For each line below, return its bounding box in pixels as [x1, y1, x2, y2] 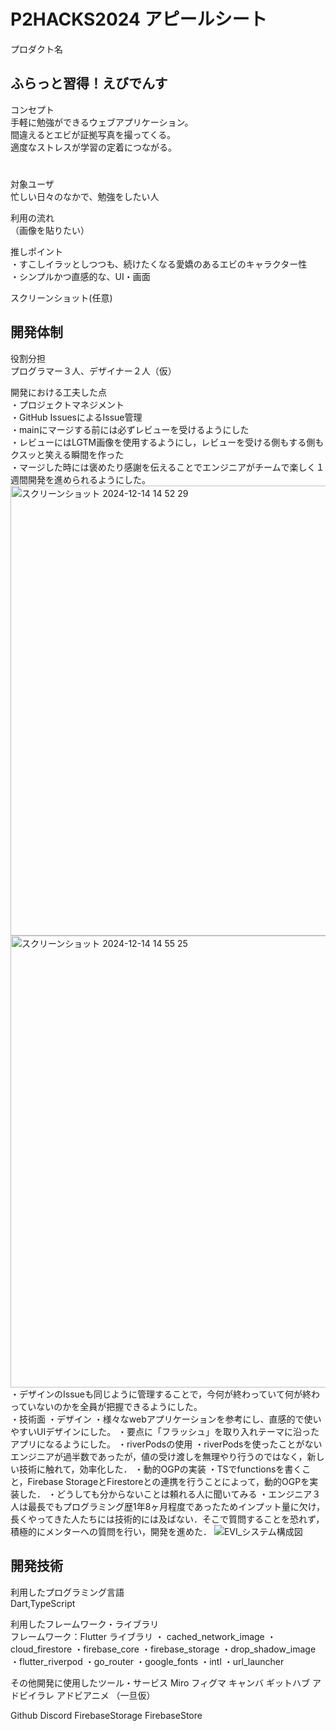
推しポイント [10, 245, 63, 257]
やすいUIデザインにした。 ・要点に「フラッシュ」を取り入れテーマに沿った [10, 1425, 320, 1437]
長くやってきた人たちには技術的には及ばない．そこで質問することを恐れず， [10, 1513, 325, 1525]
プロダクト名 [10, 43, 63, 55]
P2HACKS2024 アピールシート [10, 8, 268, 31]
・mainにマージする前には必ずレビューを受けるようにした [10, 423, 250, 435]
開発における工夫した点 [10, 386, 107, 398]
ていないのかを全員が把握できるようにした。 [18, 1400, 203, 1412]
